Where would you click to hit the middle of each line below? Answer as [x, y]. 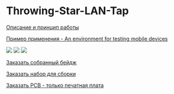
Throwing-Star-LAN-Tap [67, 11]
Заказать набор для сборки [41, 74]
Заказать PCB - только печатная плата [55, 85]
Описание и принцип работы [43, 27]
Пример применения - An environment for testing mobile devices [87, 38]
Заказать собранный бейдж [41, 62]
